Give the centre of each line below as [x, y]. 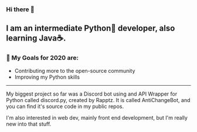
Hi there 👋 [21, 9]
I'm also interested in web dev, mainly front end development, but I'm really [97, 117]
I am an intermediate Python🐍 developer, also [91, 28]
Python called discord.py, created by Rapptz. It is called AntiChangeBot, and [98, 100]
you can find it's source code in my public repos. [65, 106]
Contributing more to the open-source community [75, 70]
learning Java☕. [36, 38]
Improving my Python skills [47, 77]
